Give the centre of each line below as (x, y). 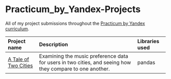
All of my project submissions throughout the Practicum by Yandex (75, 23)
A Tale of (19, 59)
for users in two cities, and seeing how (85, 62)
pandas (146, 62)
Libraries (148, 41)
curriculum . (17, 28)
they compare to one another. (75, 68)
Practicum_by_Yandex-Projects (73, 9)
